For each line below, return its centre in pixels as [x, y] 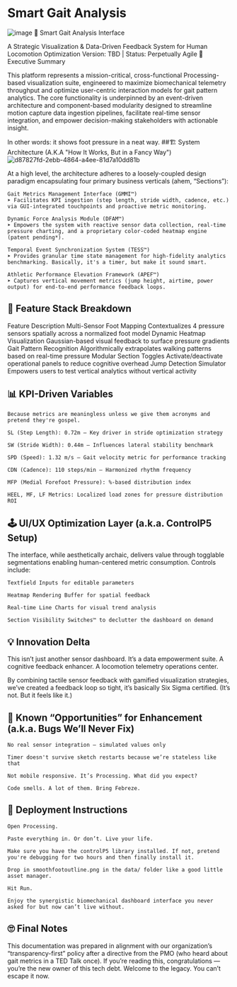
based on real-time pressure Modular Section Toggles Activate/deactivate [115, 356]
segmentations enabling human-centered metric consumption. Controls [112, 563]
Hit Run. [20, 888]
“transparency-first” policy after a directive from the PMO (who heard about [118, 953]
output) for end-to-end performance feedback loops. [87, 287]
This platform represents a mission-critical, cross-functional [95, 75]
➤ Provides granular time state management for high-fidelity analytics [117, 256]
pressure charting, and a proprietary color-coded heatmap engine [107, 231]
